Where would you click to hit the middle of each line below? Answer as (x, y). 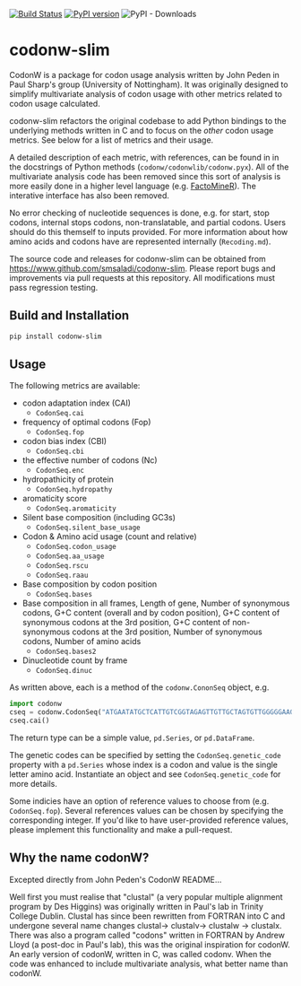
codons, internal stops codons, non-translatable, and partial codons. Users (148, 222)
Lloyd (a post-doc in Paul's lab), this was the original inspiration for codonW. (150, 944)
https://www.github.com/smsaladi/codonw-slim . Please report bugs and (142, 268)
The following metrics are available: (75, 386)
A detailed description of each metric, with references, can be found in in (144, 157)
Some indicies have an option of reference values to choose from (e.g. (139, 801)
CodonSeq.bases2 (66, 652)
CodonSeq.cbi (60, 452)
